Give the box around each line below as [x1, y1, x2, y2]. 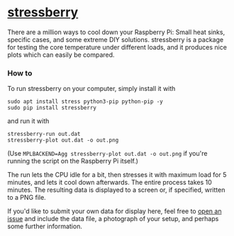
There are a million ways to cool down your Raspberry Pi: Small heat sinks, [7, 28, 225, 36]
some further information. [7, 222, 83, 231]
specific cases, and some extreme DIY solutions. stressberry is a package [7, 35, 224, 43]
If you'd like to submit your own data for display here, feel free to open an [7, 207, 222, 215]
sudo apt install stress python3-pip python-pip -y [7, 98, 163, 105]
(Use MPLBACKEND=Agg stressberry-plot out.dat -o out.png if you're [7, 149, 208, 158]
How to [7, 68, 33, 78]
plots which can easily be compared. [7, 50, 115, 59]
